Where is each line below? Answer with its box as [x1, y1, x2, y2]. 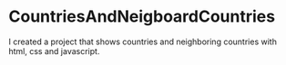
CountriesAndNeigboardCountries [8, 6, 275, 27]
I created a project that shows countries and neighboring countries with [8, 36, 277, 47]
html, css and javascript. [8, 45, 100, 56]
